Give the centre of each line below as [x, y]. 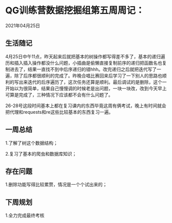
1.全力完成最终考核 [25, 215]
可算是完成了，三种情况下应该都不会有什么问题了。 [59, 94]
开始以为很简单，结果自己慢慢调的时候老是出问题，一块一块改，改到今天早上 [86, 88]
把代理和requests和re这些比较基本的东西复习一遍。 [59, 112]
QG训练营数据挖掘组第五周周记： [75, 10]
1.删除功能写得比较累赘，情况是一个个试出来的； [56, 185]
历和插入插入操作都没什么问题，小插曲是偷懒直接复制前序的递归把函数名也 [84, 63]
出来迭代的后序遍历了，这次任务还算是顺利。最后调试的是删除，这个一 [93, 82]
